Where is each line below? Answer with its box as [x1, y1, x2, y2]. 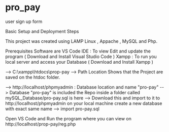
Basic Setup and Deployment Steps [5, 28, 79, 34]
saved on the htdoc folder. [5, 74, 60, 80]
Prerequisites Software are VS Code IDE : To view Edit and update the [5, 48, 151, 54]
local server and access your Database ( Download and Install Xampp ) [5, 59, 154, 65]
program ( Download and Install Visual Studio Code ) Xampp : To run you [5, 53, 157, 60]
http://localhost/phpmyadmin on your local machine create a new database [5, 100, 162, 106]
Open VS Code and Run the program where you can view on [5, 115, 132, 121]
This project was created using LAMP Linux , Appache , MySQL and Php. [5, 38, 158, 44]
